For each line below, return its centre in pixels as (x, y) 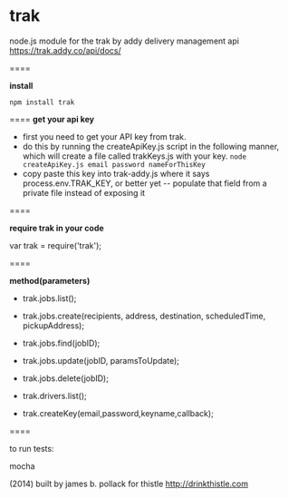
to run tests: (32, 448)
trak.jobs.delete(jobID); (65, 378)
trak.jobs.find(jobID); (61, 343)
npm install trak (42, 102)
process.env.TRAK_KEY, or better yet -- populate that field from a (144, 183)
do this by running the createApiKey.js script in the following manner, (151, 146)
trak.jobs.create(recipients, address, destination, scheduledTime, (144, 316)
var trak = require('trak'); (56, 245)
